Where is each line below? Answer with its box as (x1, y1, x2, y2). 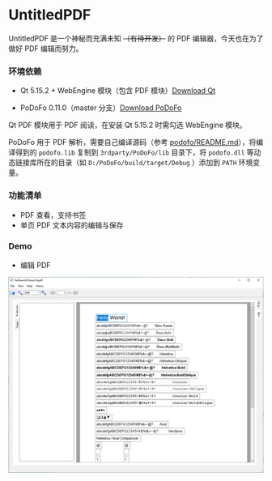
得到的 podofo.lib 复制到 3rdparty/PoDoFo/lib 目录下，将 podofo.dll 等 (15, 147, 254, 157)
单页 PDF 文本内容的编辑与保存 (19, 220, 124, 230)
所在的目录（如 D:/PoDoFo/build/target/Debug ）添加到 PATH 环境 (36, 158, 253, 168)
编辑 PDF (19, 260, 51, 270)
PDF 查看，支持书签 (19, 210, 87, 219)
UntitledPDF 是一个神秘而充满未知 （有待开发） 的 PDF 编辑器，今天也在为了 (8, 33, 264, 43)
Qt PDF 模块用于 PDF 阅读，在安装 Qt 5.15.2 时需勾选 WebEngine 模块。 (8, 120, 247, 130)
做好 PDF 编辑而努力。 (8, 43, 83, 53)
